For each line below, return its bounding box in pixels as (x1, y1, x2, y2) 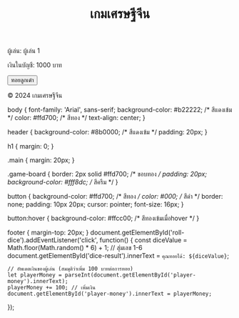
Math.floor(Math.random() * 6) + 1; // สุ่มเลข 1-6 (7, 244, 143, 252)
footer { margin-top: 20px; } (7, 228, 89, 237)
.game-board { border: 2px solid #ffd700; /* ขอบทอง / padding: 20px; (7, 170, 208, 179)
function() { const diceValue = (99, 236, 188, 244)
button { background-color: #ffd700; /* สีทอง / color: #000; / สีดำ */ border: (7, 192, 223, 201)
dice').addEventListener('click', (7, 236, 98, 244)
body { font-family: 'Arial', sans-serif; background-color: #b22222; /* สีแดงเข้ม (7, 106, 233, 114)
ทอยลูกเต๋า (11, 76, 34, 84)
